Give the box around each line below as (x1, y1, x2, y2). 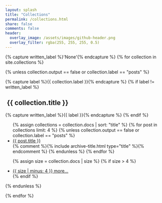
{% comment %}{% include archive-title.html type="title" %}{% (12, 143, 144, 149)
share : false (5, 21, 33, 27)
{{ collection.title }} (7, 98, 69, 107)
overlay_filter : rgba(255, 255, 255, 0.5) (10, 40, 100, 45)
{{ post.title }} (12, 138, 41, 144)
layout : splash (5, 7, 37, 13)
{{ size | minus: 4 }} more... (12, 168, 69, 174)
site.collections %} (5, 59, 44, 65)
